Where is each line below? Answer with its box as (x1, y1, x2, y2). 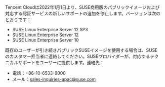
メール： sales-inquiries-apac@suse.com (12, 76, 96, 82)
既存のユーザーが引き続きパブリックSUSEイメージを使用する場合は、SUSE (5, 47, 158, 53)
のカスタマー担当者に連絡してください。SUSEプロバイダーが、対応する (5, 53, 151, 59)
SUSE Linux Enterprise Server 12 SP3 (12, 27, 88, 32)
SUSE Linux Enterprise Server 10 (12, 37, 79, 43)
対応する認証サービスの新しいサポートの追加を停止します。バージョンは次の (5, 10, 161, 16)
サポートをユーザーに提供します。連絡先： (18, 60, 105, 65)
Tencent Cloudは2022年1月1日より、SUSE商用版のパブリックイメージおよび (5, 4, 160, 10)
